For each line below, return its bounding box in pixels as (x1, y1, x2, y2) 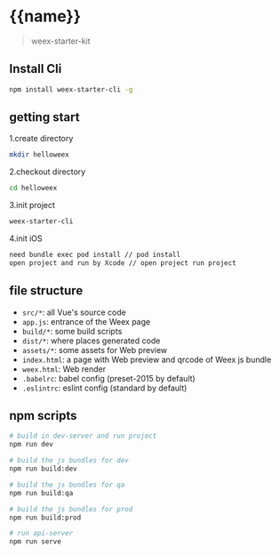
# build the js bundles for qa (9, 480, 125, 489)
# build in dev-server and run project (9, 431, 157, 441)
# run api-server (9, 529, 74, 538)
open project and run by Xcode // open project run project (9, 258, 237, 268)
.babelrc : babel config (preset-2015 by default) (21, 373, 196, 383)
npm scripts (9, 408, 77, 423)
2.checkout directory (9, 166, 86, 177)
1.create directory (9, 133, 74, 144)
